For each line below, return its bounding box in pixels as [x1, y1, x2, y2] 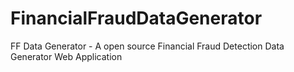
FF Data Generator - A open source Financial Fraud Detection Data [10, 40, 285, 52]
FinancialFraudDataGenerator [10, 7, 263, 30]
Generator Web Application [10, 50, 123, 62]
